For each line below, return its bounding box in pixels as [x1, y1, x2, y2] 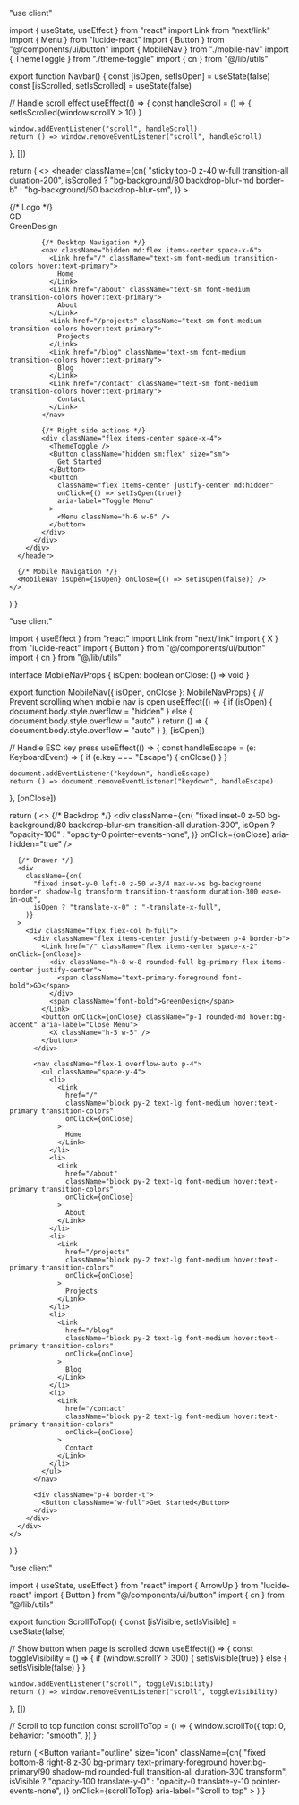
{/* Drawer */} [17, 856, 74, 865]
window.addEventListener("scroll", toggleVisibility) [9, 1680, 215, 1689]
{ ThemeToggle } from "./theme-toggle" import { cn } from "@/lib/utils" [9, 54, 269, 64]
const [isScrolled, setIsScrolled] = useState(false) [9, 81, 192, 90]
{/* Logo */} [9, 201, 54, 212]
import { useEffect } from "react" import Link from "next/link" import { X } [9, 633, 279, 644]
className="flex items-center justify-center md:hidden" [56, 481, 275, 490]
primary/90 [9, 1767, 51, 1776]
